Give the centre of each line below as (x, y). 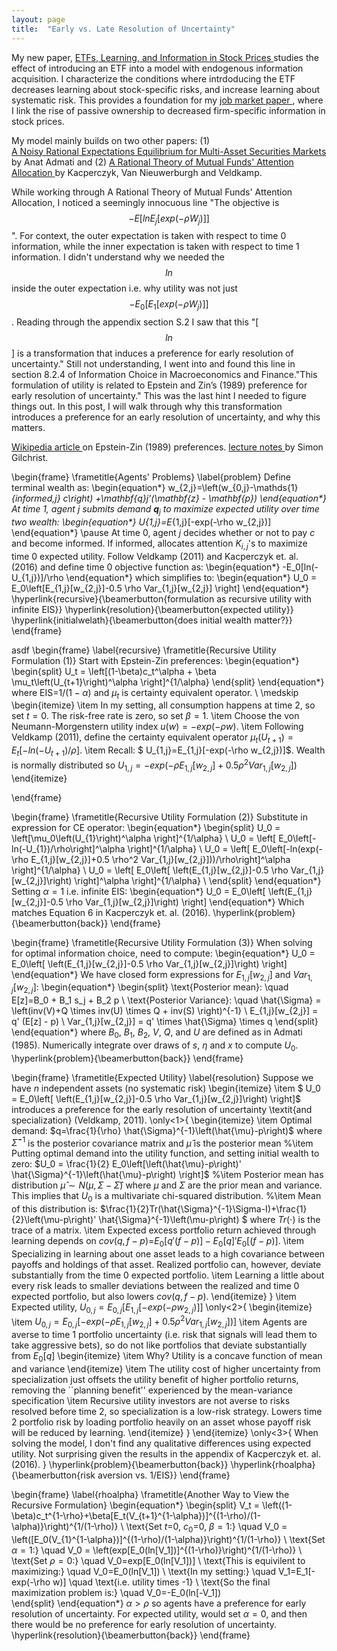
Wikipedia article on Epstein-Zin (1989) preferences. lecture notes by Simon (167, 447)
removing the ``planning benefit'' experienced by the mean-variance (152, 1390)
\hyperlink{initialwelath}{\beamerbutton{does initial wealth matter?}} (152, 620)
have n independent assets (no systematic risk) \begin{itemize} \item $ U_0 (166, 1088)
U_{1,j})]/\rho (37, 577)
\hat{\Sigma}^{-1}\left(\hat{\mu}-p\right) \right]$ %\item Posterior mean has (167, 1175)
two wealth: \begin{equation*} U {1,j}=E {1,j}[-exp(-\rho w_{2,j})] (141, 522)
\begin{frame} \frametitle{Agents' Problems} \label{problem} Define (151, 477)
